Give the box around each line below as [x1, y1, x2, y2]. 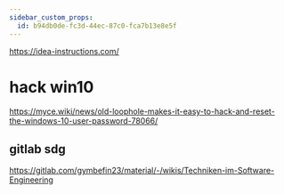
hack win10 [9, 77, 94, 97]
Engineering [9, 174, 53, 185]
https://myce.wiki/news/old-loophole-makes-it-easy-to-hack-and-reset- [9, 106, 276, 117]
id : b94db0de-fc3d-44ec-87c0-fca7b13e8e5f [17, 21, 177, 30]
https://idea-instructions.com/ [9, 45, 120, 56]
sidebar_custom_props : [9, 12, 93, 22]
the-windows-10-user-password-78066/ [9, 116, 158, 126]
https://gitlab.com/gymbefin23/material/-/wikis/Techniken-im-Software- [9, 166, 275, 176]
